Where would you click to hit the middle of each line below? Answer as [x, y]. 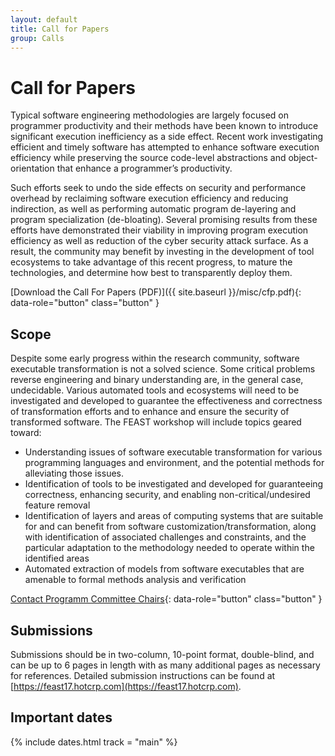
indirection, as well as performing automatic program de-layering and [153, 209]
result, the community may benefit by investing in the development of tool [162, 252]
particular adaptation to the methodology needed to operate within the [169, 548]
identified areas [57, 558]
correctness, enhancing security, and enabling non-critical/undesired [167, 495]
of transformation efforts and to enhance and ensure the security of [150, 412]
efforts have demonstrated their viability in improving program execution [159, 230]
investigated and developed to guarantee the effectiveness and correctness [166, 401]
